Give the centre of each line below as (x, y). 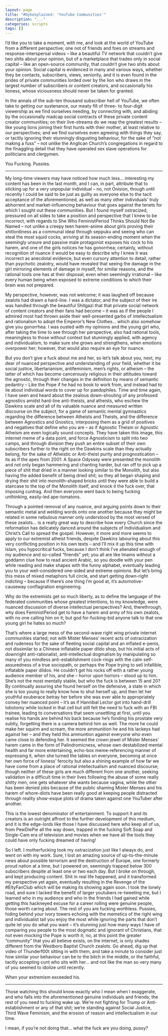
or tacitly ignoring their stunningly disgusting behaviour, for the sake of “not (83, 138)
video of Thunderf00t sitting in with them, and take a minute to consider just (84, 952)
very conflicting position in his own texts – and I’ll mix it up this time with (79, 544)
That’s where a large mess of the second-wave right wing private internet (81, 633)
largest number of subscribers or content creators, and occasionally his (79, 85)
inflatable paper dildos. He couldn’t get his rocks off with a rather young (79, 670)
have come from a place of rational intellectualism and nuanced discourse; (82, 767)
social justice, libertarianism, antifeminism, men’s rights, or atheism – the (80, 369)
